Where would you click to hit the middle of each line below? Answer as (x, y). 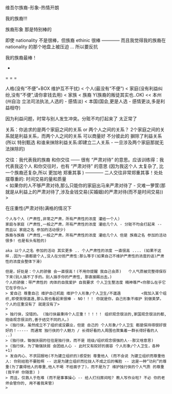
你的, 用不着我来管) (36, 383)
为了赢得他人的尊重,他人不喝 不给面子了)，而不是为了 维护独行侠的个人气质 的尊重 (88, 367)
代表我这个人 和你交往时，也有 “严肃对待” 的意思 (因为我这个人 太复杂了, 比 (85, 166)
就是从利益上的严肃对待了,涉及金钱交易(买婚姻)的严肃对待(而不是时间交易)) (84, 192)
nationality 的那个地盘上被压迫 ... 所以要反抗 (52, 47)
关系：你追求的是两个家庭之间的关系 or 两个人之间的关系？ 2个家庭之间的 (83, 129)
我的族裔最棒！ (21, 58)
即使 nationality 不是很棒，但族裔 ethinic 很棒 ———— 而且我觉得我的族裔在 (85, 40)
